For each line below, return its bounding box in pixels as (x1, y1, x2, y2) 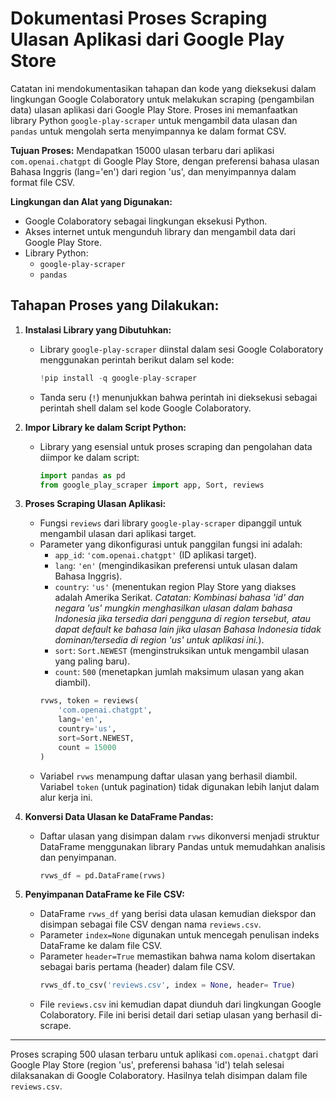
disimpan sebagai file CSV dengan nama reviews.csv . (39, 918, 262, 931)
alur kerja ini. (39, 791, 93, 803)
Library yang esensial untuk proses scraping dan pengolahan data (39, 440, 313, 452)
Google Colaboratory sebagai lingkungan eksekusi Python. (24, 215, 268, 227)
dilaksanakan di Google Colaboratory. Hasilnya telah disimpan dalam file (10, 1070, 308, 1082)
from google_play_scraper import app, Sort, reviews (39, 480, 265, 490)
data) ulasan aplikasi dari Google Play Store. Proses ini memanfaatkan (10, 103, 298, 116)
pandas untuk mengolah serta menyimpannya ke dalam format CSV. (10, 125, 287, 137)
